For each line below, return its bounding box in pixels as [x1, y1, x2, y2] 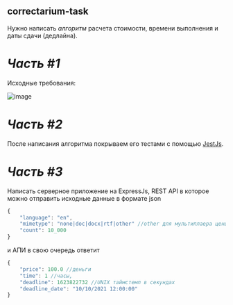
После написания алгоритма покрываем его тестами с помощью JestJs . [7, 139, 224, 148]
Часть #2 [7, 116, 63, 132]
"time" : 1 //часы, [19, 272, 73, 279]
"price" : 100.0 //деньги [19, 265, 92, 273]
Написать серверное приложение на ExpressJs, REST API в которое [7, 187, 209, 195]
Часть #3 [7, 163, 63, 179]
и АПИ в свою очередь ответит [7, 246, 100, 254]
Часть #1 [7, 56, 60, 72]
